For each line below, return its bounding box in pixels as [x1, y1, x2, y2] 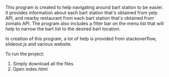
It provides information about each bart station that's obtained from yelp [5, 10, 158, 16]
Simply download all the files [12, 61, 74, 66]
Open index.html [12, 66, 48, 72]
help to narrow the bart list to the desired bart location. [5, 26, 121, 32]
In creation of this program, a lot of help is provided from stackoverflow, [5, 35, 157, 42]
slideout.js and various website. [5, 41, 72, 47]
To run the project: [5, 51, 45, 57]
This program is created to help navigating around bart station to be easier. [5, 5, 163, 10]
